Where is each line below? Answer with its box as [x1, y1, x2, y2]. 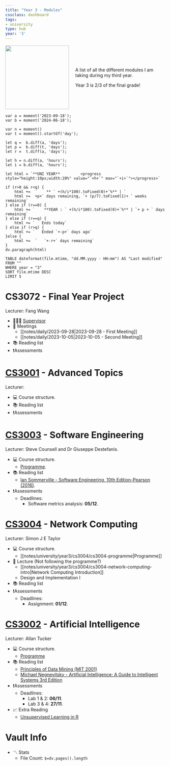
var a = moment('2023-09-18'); [5, 113, 72, 118]
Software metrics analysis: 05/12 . [27, 500, 98, 506]
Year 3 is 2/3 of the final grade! [75, 82, 141, 88]
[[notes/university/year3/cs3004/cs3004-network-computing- [20, 564, 152, 570]
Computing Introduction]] [50, 569, 104, 575]
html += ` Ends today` [14, 220, 67, 225]
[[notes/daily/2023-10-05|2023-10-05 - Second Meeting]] [20, 334, 143, 340]
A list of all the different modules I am [75, 67, 154, 73]
